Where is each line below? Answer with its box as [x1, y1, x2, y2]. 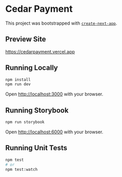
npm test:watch [5, 167, 38, 172]
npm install [5, 77, 31, 82]
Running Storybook [5, 106, 69, 114]
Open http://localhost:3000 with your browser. [5, 91, 104, 97]
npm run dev [5, 82, 31, 87]
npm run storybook [5, 120, 45, 125]
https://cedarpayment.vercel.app [5, 48, 75, 54]
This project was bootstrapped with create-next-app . [5, 20, 117, 26]
